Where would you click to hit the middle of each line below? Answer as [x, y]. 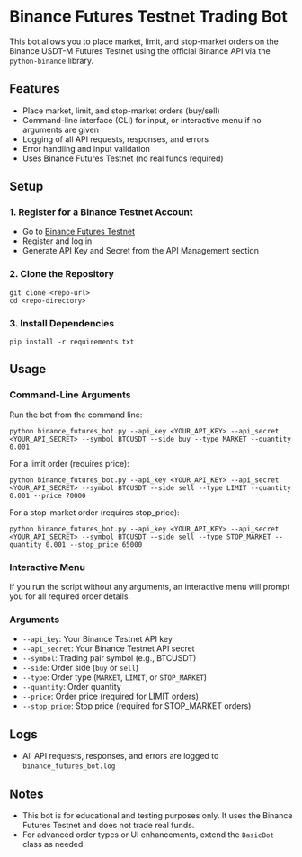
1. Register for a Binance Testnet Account [101, 212]
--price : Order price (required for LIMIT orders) [111, 696]
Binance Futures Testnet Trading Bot [148, 17]
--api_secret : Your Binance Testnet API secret [108, 648]
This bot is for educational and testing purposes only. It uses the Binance [157, 815]
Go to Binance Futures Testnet [78, 232]
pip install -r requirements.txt [72, 342]
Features [35, 89]
